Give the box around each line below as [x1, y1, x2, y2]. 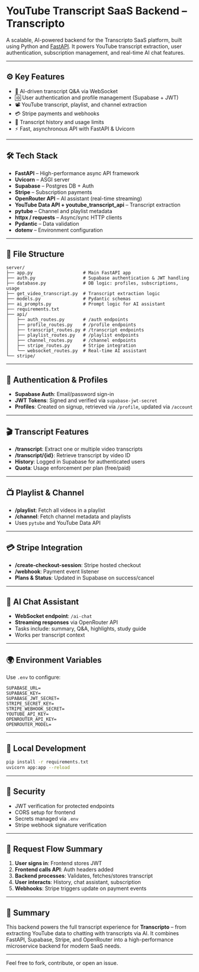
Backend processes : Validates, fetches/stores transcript [14, 872, 153, 879]
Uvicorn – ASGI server [14, 176, 70, 183]
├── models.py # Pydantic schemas [6, 296, 131, 302]
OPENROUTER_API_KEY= [6, 717, 57, 723]
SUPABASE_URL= [6, 685, 41, 691]
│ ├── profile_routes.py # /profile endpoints [6, 322, 136, 328]
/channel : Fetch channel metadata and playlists [14, 512, 131, 520]
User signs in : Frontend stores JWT [14, 860, 102, 867]
